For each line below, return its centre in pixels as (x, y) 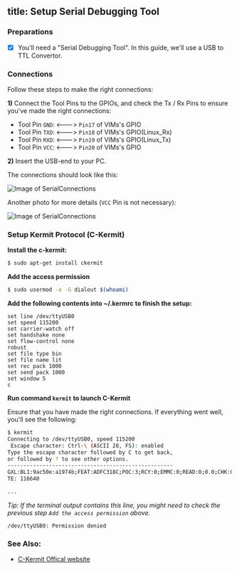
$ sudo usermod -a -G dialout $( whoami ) (68, 290)
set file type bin (34, 354)
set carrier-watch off (41, 329)
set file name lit (34, 360)
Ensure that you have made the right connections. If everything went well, (116, 412)
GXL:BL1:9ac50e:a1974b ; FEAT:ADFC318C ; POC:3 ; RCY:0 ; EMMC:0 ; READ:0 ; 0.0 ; (113, 473)
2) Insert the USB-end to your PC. (57, 161)
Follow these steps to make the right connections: (80, 90)
